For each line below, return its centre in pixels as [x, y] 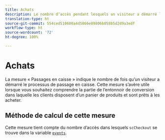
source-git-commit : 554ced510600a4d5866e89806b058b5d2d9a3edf [70, 23]
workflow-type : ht [24, 28]
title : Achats [20, 10]
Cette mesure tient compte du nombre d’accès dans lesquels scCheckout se [81, 127]
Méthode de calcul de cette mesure [60, 116]
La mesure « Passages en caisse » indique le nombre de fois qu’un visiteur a [82, 79]
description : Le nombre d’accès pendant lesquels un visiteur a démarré [81, 14]
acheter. [14, 100]
